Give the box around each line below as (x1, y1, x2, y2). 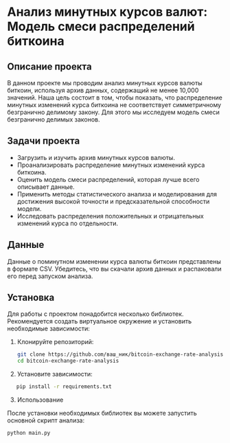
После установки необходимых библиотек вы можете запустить (7, 409, 197, 418)
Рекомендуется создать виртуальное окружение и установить (7, 317, 192, 326)
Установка (7, 292, 55, 304)
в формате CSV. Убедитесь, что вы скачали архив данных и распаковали (7, 264, 222, 273)
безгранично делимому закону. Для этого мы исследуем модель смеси (7, 108, 220, 116)
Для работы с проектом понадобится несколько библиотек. (7, 310, 184, 318)
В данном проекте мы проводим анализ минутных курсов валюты (7, 79, 203, 87)
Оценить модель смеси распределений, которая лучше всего (16, 175, 200, 183)
